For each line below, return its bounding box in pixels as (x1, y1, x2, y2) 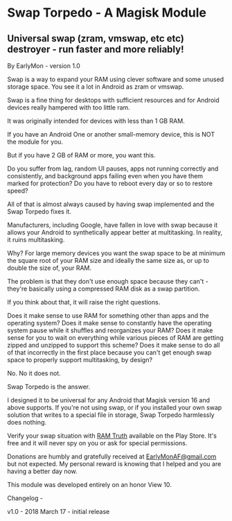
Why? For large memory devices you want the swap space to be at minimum (7, 249, 226, 257)
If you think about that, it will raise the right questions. (7, 298, 161, 306)
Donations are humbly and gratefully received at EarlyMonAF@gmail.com (7, 452, 217, 461)
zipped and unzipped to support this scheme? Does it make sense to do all (7, 341, 220, 349)
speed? (7, 187, 29, 195)
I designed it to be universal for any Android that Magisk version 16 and (7, 396, 210, 404)
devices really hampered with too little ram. (7, 103, 130, 112)
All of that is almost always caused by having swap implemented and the (7, 200, 215, 208)
